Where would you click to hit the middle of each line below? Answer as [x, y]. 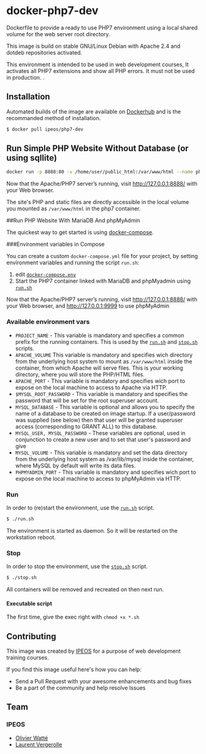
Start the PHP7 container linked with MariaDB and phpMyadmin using [103, 281]
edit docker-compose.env [46, 275]
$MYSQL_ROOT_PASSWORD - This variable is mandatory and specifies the [101, 394]
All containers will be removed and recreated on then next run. [85, 589]
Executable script [29, 603]
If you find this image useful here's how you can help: [74, 669]
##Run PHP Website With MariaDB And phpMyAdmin [73, 221]
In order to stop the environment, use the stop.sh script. [77, 566]
